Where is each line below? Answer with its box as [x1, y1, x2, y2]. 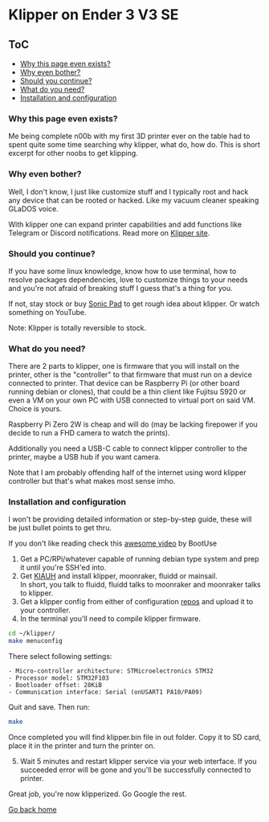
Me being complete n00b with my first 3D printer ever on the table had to [8, 131, 251, 141]
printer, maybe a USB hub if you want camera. [8, 452, 161, 462]
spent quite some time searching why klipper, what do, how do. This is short [8, 140, 261, 149]
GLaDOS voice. [8, 203, 59, 214]
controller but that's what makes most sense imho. [8, 476, 176, 486]
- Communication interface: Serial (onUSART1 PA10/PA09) [8, 689, 203, 697]
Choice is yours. [8, 404, 63, 414]
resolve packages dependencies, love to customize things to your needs [8, 275, 248, 284]
